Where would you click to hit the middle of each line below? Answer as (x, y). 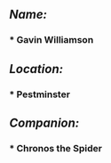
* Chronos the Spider (55, 148)
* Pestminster (40, 94)
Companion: (44, 123)
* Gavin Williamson (52, 40)
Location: (36, 69)
